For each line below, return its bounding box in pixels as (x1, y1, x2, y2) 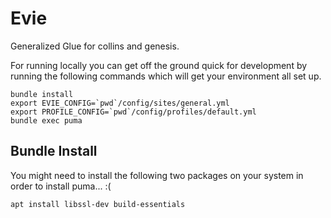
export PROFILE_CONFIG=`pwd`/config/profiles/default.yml (10, 107, 257, 117)
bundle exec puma (10, 115, 83, 126)
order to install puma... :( (10, 180, 112, 192)
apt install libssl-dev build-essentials (10, 199, 186, 209)
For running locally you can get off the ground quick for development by (10, 59, 308, 71)
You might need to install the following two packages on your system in (10, 169, 304, 181)
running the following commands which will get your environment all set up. (10, 70, 322, 82)
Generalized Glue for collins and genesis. (10, 40, 180, 52)
